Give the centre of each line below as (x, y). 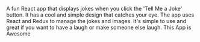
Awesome (19, 34)
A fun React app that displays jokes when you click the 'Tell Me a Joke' (94, 9)
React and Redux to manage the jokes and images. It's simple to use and (96, 21)
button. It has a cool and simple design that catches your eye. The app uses (100, 15)
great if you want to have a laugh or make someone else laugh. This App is (99, 27)
